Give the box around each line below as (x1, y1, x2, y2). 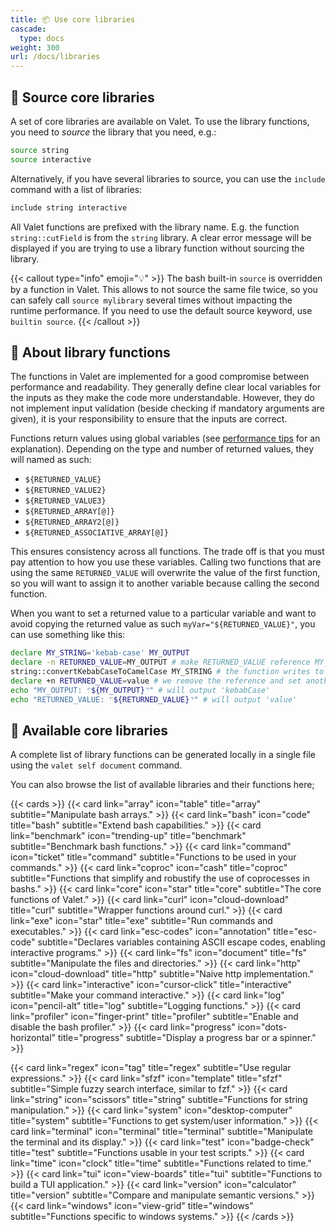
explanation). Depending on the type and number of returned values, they (10, 443, 315, 455)
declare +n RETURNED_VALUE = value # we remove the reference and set (10, 676, 302, 686)
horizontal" (10, 1032, 57, 1044)
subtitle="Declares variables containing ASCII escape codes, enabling (37, 936, 326, 948)
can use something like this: (10, 629, 126, 641)
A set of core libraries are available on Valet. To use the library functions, (10, 115, 310, 127)
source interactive (10, 154, 92, 165)
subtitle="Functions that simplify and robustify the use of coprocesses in (10, 872, 311, 885)
